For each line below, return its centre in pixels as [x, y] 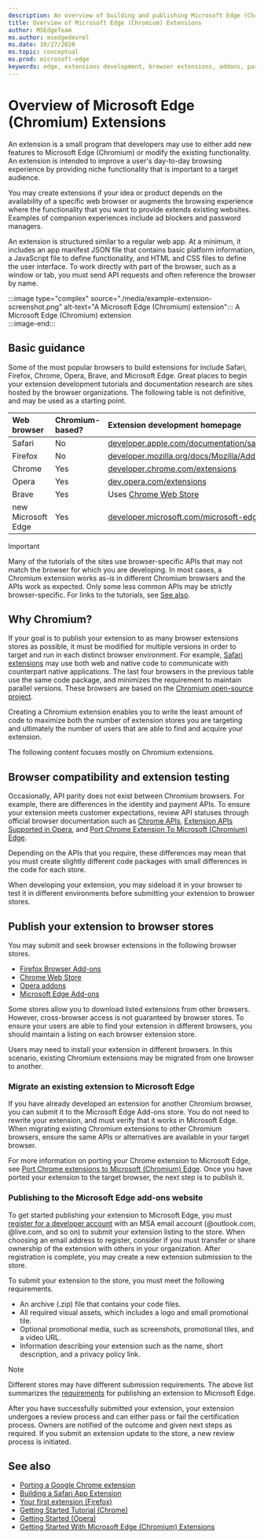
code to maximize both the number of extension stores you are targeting [125, 720]
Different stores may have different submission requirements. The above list [131, 1384]
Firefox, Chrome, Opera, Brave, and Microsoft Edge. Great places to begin [128, 375]
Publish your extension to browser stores [111, 926]
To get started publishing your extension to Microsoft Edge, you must [120, 1215]
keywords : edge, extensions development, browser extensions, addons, [126, 67]
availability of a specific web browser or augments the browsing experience [131, 201]
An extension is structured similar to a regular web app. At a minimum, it [125, 241]
